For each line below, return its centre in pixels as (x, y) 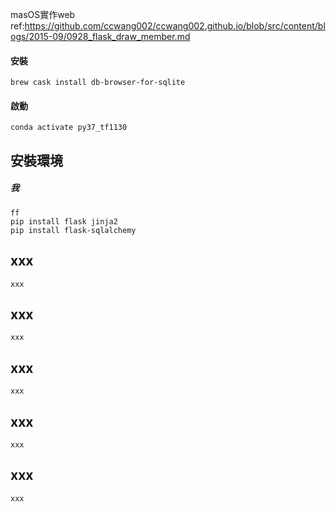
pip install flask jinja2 (64, 221)
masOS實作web (43, 14)
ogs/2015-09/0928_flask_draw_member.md (100, 36)
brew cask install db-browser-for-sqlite (98, 83)
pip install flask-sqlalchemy (73, 230)
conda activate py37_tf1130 (69, 128)
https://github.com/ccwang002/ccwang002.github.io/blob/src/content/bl (175, 26)
